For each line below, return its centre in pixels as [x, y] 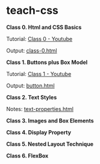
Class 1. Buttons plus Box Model [47, 62]
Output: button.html [31, 86]
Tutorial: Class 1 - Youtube [39, 74]
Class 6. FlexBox [27, 156]
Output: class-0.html [32, 50]
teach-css [33, 11]
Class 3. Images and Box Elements [50, 121]
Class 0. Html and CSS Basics [44, 27]
